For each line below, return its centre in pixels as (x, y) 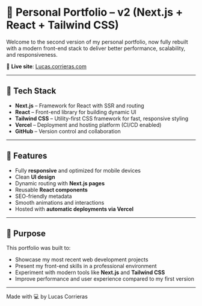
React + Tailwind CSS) (63, 25)
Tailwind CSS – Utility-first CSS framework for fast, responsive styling (102, 118)
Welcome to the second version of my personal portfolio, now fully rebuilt (97, 42)
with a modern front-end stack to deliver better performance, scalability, (96, 48)
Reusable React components (51, 190)
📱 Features (27, 156)
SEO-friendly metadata (43, 196)
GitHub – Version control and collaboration (68, 131)
